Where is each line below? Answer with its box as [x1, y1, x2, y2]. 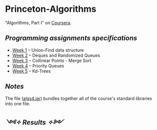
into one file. [5, 100, 31, 106]
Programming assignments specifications [5, 34, 137, 42]
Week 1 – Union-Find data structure [12, 47, 84, 53]
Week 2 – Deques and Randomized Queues [12, 52, 100, 58]
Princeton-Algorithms [5, 3, 97, 15]
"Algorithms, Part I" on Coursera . [5, 20, 72, 26]
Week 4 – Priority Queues [12, 63, 64, 68]
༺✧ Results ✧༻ [5, 118, 63, 127]
